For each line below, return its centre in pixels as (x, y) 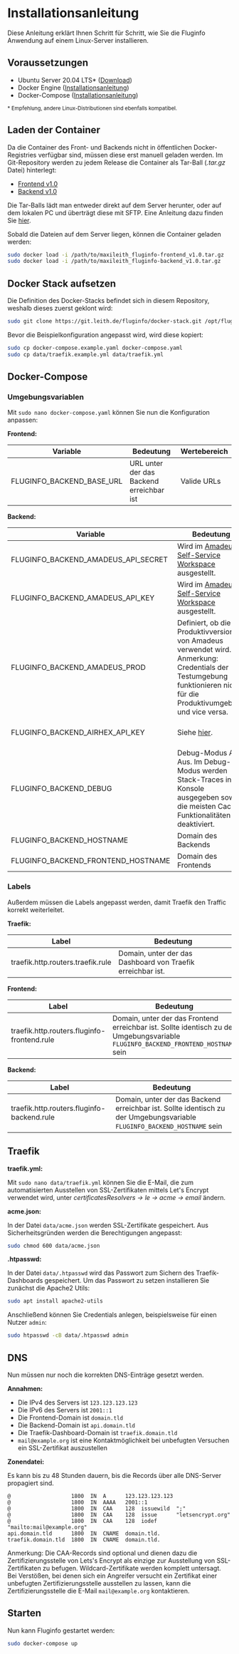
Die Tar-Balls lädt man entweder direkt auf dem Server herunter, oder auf (115, 205)
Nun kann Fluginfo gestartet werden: (61, 1630)
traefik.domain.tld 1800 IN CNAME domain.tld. (84, 1540)
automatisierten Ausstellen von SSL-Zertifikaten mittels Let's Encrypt (108, 1190)
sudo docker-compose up (43, 1643)
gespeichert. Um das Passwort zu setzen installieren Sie (127, 1281)
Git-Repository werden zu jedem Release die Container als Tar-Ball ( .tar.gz (116, 162)
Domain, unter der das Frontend (166, 1018)
